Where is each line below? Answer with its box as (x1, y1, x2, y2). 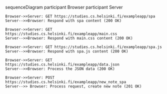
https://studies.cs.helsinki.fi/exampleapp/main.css (5, 31, 117, 36)
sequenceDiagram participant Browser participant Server (5, 4, 123, 10)
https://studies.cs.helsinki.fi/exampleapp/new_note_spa (5, 79, 126, 84)
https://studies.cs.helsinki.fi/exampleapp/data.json (5, 62, 120, 67)
